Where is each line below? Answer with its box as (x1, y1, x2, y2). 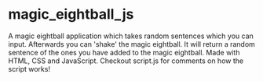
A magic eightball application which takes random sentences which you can (8, 31, 254, 40)
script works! (8, 64, 51, 73)
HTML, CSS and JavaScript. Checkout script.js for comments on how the (8, 56, 244, 65)
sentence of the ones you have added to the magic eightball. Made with (8, 48, 240, 57)
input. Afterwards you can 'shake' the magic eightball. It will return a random (8, 39, 255, 48)
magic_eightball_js (8, 5, 134, 23)
